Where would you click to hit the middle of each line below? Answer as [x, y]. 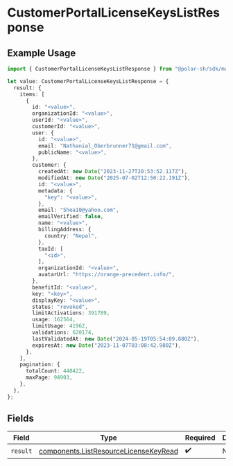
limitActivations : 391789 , [71, 313]
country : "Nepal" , [71, 236]
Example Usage [42, 53]
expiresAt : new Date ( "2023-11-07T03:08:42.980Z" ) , [107, 345]
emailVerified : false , [71, 217]
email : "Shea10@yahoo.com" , [78, 210]
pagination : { [40, 365]
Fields [21, 419]
